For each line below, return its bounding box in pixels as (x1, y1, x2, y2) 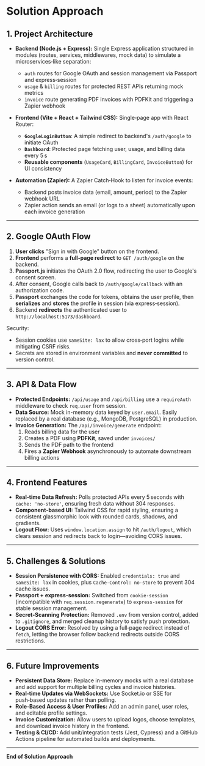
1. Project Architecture (6, 29, 93, 39)
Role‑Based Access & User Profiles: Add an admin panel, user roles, (15, 703, 189, 710)
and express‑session (24, 76, 77, 83)
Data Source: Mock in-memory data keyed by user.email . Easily (15, 408, 178, 416)
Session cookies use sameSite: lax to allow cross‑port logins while (15, 336, 184, 344)
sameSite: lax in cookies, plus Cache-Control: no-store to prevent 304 (15, 579, 195, 586)
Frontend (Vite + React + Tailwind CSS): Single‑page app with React (15, 114, 189, 121)
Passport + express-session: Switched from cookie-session (15, 592, 168, 599)
